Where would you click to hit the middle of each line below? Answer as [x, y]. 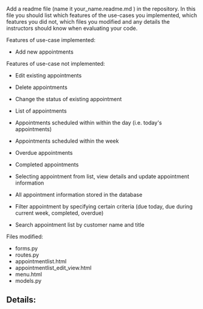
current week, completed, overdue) [59, 213]
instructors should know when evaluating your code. [72, 28]
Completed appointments [47, 165]
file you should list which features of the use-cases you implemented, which [102, 15]
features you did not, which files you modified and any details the [88, 22]
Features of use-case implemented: [51, 40]
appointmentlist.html [41, 261]
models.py [28, 281]
